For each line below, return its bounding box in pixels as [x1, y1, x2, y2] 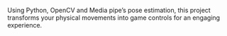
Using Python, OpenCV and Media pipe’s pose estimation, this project [7, 6, 211, 14]
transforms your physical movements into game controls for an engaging [7, 13, 221, 22]
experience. [7, 21, 43, 29]
